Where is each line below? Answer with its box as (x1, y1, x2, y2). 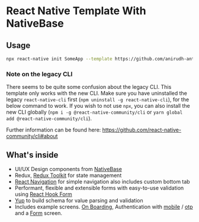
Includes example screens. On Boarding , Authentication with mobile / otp (14, 203, 193, 210)
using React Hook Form (14, 191, 72, 198)
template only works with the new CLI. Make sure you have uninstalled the (6, 90, 188, 97)
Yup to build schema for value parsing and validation (14, 197, 143, 204)
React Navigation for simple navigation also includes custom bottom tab (14, 178, 191, 185)
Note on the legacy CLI (6, 70, 73, 78)
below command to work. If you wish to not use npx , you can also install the (6, 102, 191, 110)
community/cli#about (6, 133, 58, 140)
